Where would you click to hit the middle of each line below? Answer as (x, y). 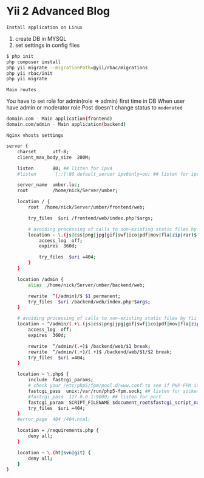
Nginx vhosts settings (35, 136)
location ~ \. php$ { (43, 374)
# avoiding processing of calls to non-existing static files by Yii (107, 318)
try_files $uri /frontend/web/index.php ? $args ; (91, 218)
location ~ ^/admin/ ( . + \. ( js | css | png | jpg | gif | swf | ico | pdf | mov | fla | (104, 324)
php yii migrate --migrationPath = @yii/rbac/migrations (77, 68)
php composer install (34, 62)
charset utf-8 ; (43, 151)
